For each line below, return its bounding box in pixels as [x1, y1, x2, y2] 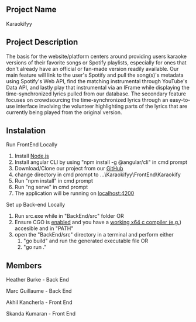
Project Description [6, 37, 78, 47]
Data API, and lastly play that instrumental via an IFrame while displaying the [6, 84, 190, 91]
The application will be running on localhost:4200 [14, 190, 135, 197]
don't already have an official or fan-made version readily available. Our [6, 65, 179, 72]
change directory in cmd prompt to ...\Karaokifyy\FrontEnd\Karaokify [14, 171, 181, 178]
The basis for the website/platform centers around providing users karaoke [6, 53, 187, 60]
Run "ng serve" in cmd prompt [14, 184, 88, 191]
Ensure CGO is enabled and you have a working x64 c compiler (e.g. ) [14, 219, 181, 226]
